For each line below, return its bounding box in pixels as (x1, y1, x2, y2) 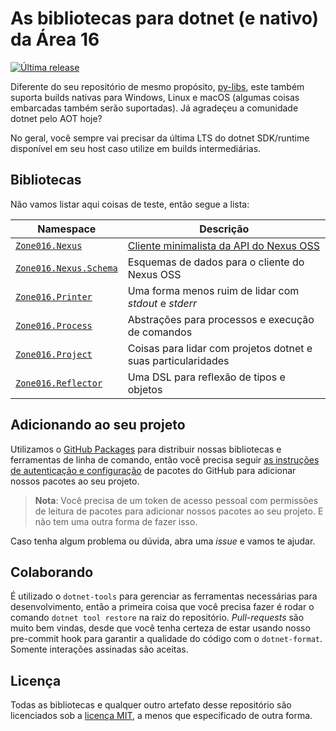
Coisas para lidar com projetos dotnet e (127, 341, 313, 355)
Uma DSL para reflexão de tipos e (127, 370, 286, 384)
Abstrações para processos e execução (127, 312, 315, 326)
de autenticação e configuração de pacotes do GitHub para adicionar (10, 464, 297, 476)
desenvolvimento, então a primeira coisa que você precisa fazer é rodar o (10, 601, 315, 613)
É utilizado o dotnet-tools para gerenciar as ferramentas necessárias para (10, 590, 318, 602)
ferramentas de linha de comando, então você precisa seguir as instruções (10, 453, 320, 466)
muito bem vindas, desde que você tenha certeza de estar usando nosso (10, 622, 311, 634)
